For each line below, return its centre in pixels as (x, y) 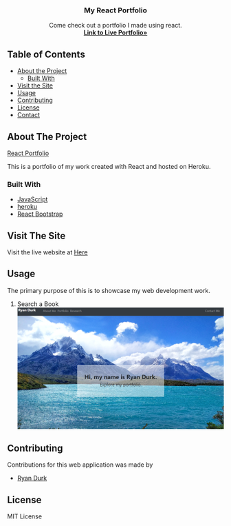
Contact (28, 115)
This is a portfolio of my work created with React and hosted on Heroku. (109, 166)
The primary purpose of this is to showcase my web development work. (109, 290)
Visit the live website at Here (47, 252)
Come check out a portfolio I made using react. (115, 26)
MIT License (25, 516)
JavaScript (32, 199)
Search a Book (38, 304)
